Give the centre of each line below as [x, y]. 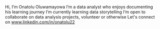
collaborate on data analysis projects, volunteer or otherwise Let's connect [80, 17]
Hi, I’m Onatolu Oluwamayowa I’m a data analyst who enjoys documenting [79, 7]
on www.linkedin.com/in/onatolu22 [40, 22]
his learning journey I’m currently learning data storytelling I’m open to [75, 12]
